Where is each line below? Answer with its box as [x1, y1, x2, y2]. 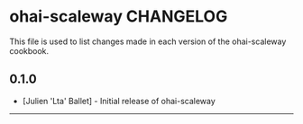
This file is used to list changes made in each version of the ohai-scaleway [9, 36, 287, 47]
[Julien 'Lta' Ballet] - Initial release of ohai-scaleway [22, 95, 216, 106]
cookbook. [9, 45, 50, 56]
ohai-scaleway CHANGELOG [9, 6, 228, 27]
